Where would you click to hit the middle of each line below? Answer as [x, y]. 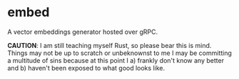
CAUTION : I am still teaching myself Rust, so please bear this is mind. [110, 45]
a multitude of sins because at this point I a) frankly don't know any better [116, 60]
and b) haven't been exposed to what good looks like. [86, 68]
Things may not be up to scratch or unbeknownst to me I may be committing [119, 53]
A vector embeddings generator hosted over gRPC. [83, 32]
